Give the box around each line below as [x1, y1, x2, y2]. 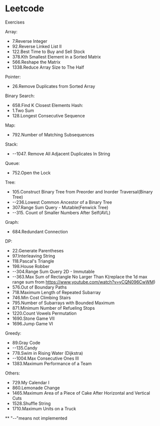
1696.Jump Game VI [12, 320, 53, 326]
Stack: [5, 141, 18, 147]
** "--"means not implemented [5, 415, 68, 421]
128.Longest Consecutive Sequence [12, 112, 85, 118]
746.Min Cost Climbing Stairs [12, 294, 71, 300]
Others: [5, 370, 21, 376]
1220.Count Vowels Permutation [12, 310, 77, 316]
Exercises [5, 19, 25, 25]
